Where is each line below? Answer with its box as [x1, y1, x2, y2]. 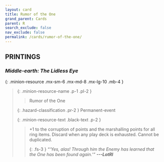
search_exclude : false [5, 26, 51, 30]
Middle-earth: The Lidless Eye [5, 67, 78, 74]
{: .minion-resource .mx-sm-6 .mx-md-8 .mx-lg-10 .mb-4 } [5, 79, 124, 84]
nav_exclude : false [5, 30, 45, 35]
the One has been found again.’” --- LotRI [29, 151, 114, 157]
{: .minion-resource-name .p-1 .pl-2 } [17, 88, 92, 94]
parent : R [5, 21, 25, 26]
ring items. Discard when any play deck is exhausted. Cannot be [29, 131, 159, 137]
